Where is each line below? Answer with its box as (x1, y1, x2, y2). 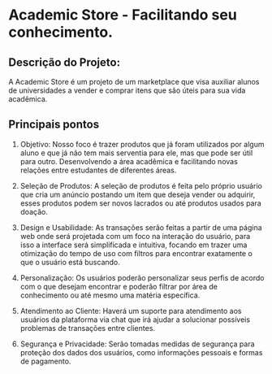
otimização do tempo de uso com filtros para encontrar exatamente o (19, 248, 253, 258)
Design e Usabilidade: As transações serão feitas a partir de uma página (19, 222, 262, 233)
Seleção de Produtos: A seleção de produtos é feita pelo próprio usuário (19, 180, 262, 190)
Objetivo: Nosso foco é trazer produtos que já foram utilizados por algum (19, 139, 265, 149)
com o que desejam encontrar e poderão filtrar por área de (19, 281, 218, 291)
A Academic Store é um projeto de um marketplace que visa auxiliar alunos (8, 77, 260, 86)
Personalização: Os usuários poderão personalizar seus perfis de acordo (19, 272, 265, 282)
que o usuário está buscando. (19, 257, 120, 267)
